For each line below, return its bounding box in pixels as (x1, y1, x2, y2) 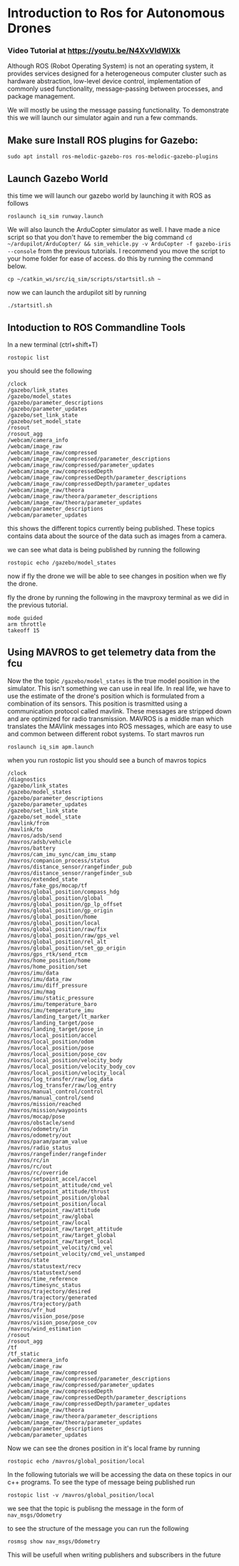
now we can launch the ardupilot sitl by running (7, 288, 147, 297)
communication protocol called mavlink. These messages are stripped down (7, 706, 232, 715)
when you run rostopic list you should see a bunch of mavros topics (7, 756, 207, 764)
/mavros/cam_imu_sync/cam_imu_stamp (7, 850, 116, 858)
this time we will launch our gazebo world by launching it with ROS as (7, 191, 212, 200)
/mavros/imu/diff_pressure (7, 982, 88, 989)
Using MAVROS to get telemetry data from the (7, 646, 216, 659)
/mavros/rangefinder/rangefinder (7, 1150, 107, 1157)
